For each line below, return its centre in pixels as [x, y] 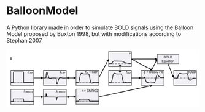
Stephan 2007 [24, 40]
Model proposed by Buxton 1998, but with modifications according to [94, 33]
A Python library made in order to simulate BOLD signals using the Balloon [100, 27]
